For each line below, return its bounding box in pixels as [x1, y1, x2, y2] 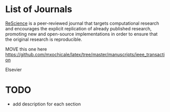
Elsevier [5, 67, 22, 73]
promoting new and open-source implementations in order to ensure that [5, 31, 158, 37]
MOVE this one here [5, 46, 47, 52]
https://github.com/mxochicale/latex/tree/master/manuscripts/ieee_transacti [5, 51, 165, 58]
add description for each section [12, 101, 81, 107]
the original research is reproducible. [5, 36, 82, 42]
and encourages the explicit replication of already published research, [5, 25, 152, 31]
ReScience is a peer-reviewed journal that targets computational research [5, 20, 159, 26]
